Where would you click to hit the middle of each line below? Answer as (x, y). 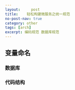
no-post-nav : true (23, 18)
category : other (21, 23)
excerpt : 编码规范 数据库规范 (32, 32)
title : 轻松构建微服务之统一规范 (37, 14)
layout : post (22, 9)
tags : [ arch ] (18, 28)
